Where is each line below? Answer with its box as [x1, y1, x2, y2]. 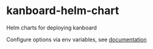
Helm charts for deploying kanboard [6, 24, 98, 31]
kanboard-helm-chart [6, 4, 119, 18]
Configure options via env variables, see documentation [6, 36, 148, 43]
